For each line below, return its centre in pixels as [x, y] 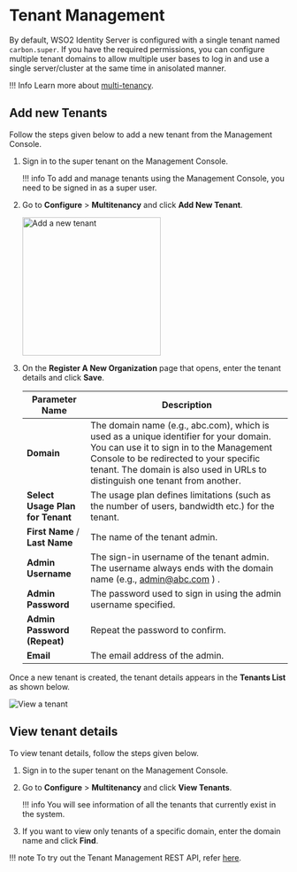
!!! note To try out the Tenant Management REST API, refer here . [125, 857]
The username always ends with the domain [182, 567]
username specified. [133, 605]
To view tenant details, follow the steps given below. [104, 752]
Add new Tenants [58, 113]
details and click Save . [63, 377]
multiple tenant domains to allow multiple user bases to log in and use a [139, 58]
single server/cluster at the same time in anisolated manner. [118, 68]
